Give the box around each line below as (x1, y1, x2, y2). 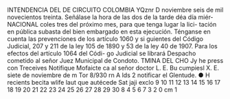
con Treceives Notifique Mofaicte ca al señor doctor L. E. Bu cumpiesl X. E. (7, 64, 220, 72)
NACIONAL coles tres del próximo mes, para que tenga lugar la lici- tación (7, 20, 217, 28)
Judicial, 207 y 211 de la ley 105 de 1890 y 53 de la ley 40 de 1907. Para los (7, 42, 218, 50)
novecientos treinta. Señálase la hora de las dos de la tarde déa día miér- (7, 13, 214, 21)
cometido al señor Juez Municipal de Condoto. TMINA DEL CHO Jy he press (7, 57, 224, 64)
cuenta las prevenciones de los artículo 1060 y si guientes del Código (7, 35, 204, 43)
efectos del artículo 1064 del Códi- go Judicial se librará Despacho (7, 49, 196, 57)
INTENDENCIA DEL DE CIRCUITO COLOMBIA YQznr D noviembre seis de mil (7, 6, 224, 14)
